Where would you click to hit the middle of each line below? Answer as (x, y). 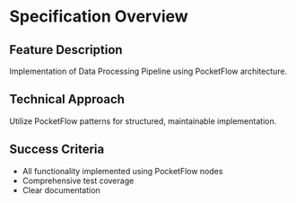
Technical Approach (67, 99)
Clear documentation (61, 190)
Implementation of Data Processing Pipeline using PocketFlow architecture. (148, 71)
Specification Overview (99, 17)
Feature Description (66, 50)
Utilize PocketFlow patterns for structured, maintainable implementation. (143, 121)
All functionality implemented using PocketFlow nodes (122, 171)
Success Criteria (57, 150)
